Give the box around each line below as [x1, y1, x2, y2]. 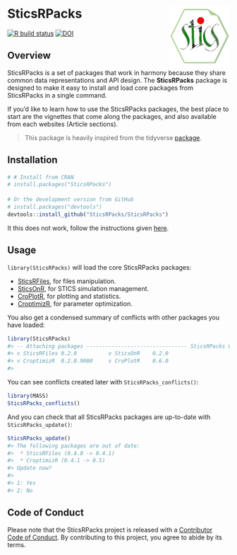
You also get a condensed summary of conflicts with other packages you [7, 313, 220, 321]
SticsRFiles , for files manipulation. [17, 277, 116, 285]
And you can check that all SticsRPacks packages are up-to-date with [7, 413, 211, 421]
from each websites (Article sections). [7, 120, 119, 128]
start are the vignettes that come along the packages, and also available [7, 112, 217, 120]
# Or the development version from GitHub [7, 196, 134, 203]
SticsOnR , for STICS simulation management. [17, 284, 150, 292]
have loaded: [7, 321, 45, 329]
